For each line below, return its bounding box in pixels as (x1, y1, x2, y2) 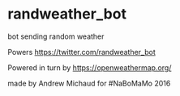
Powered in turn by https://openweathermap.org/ (7, 62, 172, 73)
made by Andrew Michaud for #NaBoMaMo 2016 (7, 78, 171, 88)
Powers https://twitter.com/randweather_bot (7, 47, 156, 56)
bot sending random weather (7, 31, 105, 41)
